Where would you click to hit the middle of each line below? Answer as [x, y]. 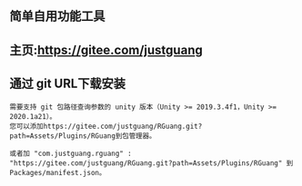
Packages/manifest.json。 [58, 172]
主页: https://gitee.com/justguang [106, 49]
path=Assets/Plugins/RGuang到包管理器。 [83, 136]
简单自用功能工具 [57, 16]
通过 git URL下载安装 [67, 84]
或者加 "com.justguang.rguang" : [70, 153]
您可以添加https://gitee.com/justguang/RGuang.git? [106, 126]
